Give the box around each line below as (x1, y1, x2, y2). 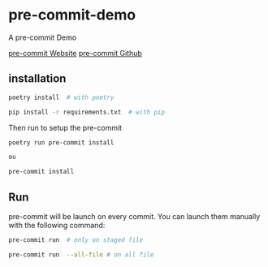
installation (8, 71, 67, 86)
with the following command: (8, 220, 106, 230)
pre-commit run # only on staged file (8, 235, 144, 244)
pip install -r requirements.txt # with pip (8, 108, 165, 116)
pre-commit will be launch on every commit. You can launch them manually (8, 211, 261, 221)
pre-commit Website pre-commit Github (8, 48, 142, 58)
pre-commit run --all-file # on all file (8, 250, 154, 259)
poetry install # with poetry (8, 93, 115, 101)
